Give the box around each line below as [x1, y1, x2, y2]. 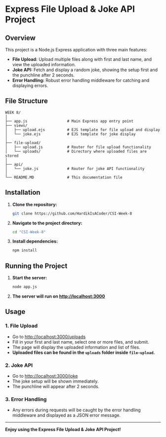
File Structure [5, 97, 48, 105]
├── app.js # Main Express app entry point [5, 119, 134, 124]
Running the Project [5, 262, 68, 270]
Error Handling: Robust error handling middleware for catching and [12, 78, 150, 83]
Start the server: [12, 275, 47, 281]
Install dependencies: [12, 238, 58, 244]
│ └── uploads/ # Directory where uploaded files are [5, 149, 147, 154]
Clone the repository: [12, 201, 57, 207]
